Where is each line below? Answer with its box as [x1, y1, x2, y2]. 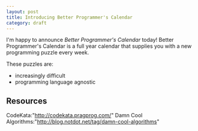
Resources [6, 96, 47, 106]
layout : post [6, 8, 39, 15]
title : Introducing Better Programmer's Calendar [6, 14, 133, 20]
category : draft [6, 20, 47, 26]
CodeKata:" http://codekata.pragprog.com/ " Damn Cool [6, 112, 143, 119]
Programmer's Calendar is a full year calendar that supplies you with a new [6, 42, 192, 50]
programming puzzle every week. [6, 49, 89, 56]
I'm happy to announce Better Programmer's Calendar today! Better [6, 36, 174, 44]
